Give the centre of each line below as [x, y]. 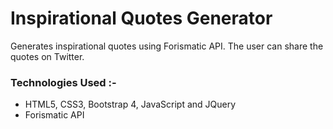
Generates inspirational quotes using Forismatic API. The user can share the [167, 46]
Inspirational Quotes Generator [141, 18]
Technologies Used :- [63, 82]
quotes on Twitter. [47, 56]
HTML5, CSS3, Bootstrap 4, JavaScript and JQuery [130, 104]
